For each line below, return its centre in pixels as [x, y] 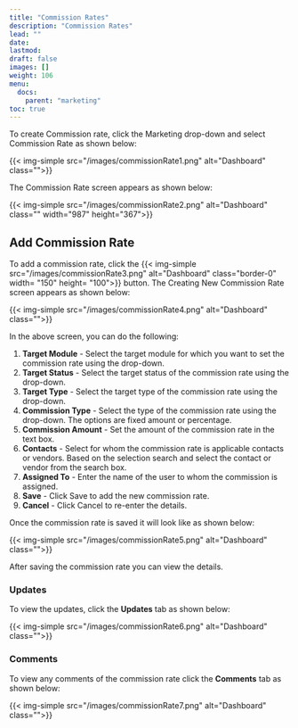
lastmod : [25, 51]
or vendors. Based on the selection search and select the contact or [146, 458]
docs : [28, 92]
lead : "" [25, 34]
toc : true [28, 109]
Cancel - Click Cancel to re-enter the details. [105, 506]
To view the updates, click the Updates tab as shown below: [120, 609]
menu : [19, 84]
